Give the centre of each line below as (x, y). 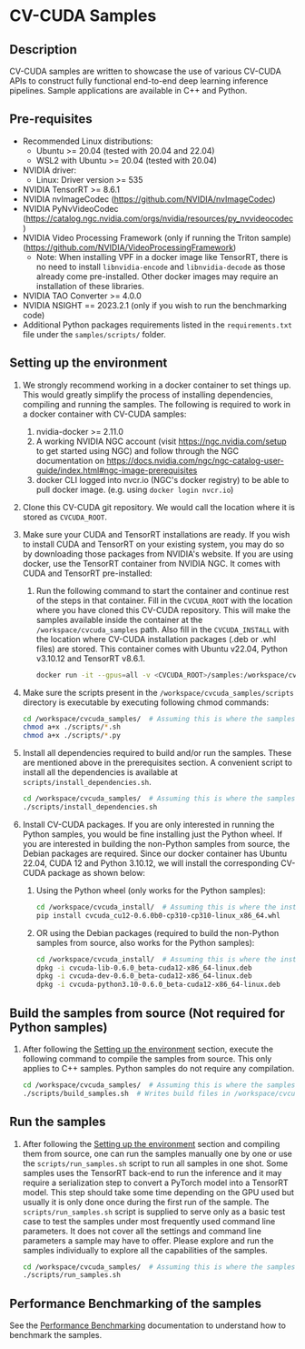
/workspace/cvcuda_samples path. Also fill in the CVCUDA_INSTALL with (162, 629)
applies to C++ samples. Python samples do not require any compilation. (158, 1068)
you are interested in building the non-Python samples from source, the (156, 843)
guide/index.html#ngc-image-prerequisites (117, 470)
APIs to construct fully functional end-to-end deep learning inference (139, 81)
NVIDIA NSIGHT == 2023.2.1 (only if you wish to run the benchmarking (155, 305)
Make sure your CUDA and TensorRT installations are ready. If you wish (156, 534)
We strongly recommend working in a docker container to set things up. (157, 385)
